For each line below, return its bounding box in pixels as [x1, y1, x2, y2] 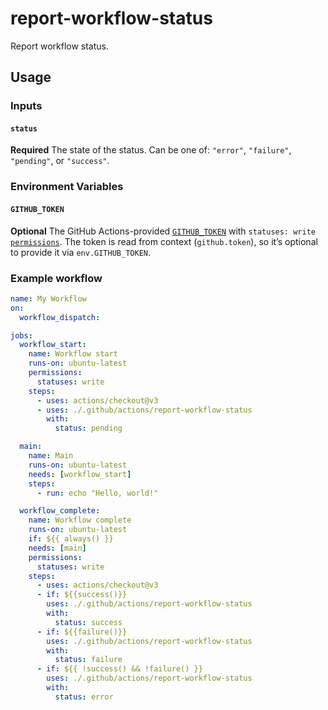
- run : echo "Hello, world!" [36, 488, 159, 498]
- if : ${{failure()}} [36, 627, 128, 637]
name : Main [28, 451, 74, 461]
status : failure [54, 655, 123, 665]
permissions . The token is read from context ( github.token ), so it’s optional [10, 235, 318, 247]
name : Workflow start [28, 349, 118, 359]
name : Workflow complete [28, 515, 132, 526]
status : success [54, 617, 123, 627]
